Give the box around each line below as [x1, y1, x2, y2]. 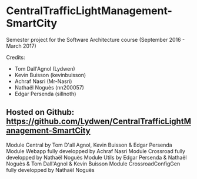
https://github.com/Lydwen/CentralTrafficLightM [6, 117, 191, 127]
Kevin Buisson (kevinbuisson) [14, 71, 86, 78]
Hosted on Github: [6, 107, 75, 117]
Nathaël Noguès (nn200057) [14, 84, 84, 91]
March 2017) [6, 42, 36, 49]
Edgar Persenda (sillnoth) [14, 90, 76, 97]
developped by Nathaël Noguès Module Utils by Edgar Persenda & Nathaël [6, 154, 187, 161]
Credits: [6, 54, 25, 61]
